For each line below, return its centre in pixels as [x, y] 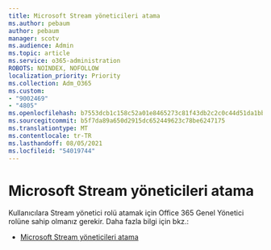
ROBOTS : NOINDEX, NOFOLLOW [54, 69]
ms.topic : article [39, 53]
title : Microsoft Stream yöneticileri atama [84, 16]
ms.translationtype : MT [48, 128]
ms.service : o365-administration [65, 61]
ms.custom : [27, 91]
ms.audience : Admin [41, 46]
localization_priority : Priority [65, 76]
